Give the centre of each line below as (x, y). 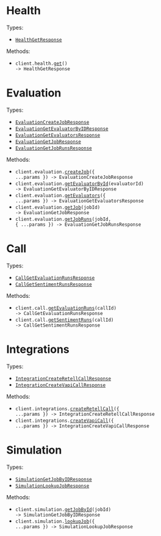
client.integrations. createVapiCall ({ (64, 421)
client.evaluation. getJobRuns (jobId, (63, 219)
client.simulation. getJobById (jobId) (63, 509)
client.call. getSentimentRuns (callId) (64, 320)
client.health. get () (41, 63)
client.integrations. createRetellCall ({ (67, 409)
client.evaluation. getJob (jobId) (58, 207)
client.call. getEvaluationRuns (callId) (66, 308)
